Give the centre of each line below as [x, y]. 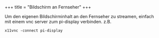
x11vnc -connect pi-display [34, 31]
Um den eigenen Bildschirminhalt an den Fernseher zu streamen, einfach [79, 16]
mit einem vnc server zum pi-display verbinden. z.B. [58, 22]
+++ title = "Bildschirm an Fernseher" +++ [48, 7]
